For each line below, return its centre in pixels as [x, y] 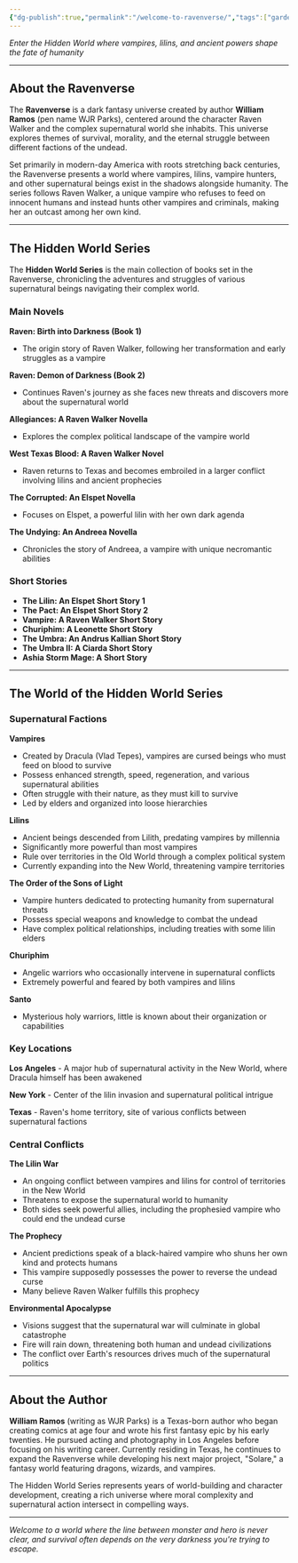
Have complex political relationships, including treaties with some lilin [149, 928]
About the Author [59, 1400]
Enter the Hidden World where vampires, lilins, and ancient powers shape [144, 43]
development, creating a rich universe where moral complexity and [132, 1495]
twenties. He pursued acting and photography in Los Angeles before [134, 1439]
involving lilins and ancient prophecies [92, 480]
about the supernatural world [75, 402]
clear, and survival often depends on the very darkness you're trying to [140, 1539]
